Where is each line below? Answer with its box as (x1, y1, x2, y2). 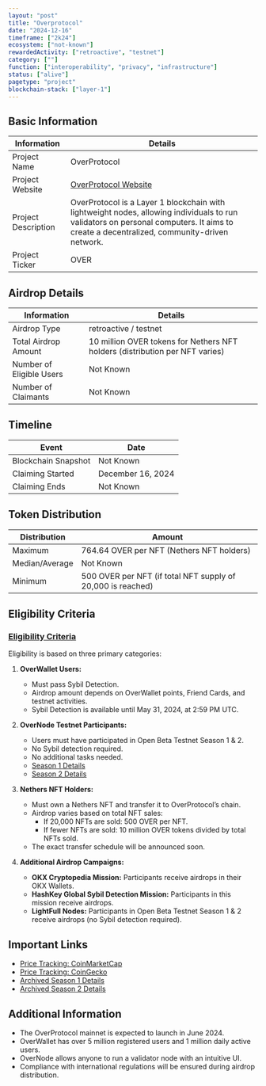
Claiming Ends (12, 481, 66, 492)
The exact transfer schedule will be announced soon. (31, 842, 206, 852)
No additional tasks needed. (31, 753, 123, 762)
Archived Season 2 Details (19, 984, 106, 994)
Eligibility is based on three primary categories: (8, 649, 162, 658)
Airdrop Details (8, 286, 85, 299)
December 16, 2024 (97, 468, 175, 479)
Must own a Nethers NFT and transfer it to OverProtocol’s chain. (31, 800, 241, 810)
